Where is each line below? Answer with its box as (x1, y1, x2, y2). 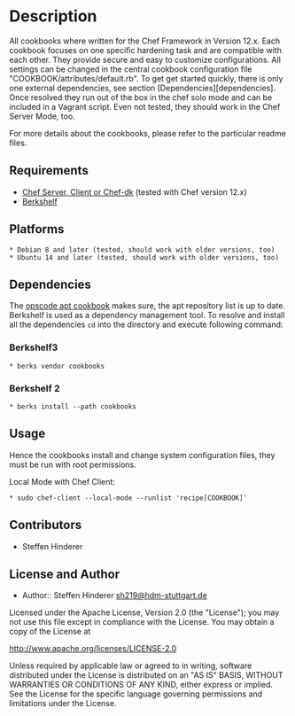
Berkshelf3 (9, 341, 58, 354)
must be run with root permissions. (9, 459, 137, 470)
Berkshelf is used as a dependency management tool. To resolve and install (9, 310, 285, 321)
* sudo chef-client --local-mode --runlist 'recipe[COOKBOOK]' (9, 494, 248, 502)
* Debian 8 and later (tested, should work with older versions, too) (9, 245, 276, 254)
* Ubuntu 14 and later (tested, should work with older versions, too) (9, 253, 279, 262)
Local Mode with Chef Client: (9, 476, 115, 486)
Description (9, 6, 97, 27)
